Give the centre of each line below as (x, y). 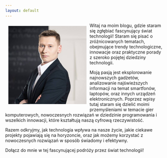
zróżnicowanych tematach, (117, 41)
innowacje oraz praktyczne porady (125, 52)
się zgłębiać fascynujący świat (121, 30)
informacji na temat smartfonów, (123, 88)
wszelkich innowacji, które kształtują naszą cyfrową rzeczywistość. (74, 120)
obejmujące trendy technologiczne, (126, 46)
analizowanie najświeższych (119, 83)
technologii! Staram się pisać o (121, 36)
